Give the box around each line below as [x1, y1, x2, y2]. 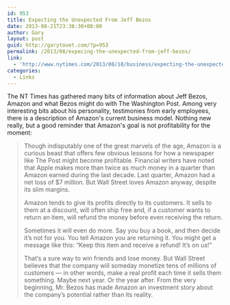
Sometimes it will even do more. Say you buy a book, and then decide [23, 226, 221, 235]
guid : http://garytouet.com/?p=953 [7, 42, 109, 49]
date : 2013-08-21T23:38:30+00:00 [7, 23, 103, 29]
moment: [7, 129, 32, 137]
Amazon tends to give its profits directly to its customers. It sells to [23, 199, 212, 207]
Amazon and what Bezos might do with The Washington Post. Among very [7, 100, 217, 108]
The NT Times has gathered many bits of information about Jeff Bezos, [7, 92, 208, 101]
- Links [13, 73, 36, 81]
